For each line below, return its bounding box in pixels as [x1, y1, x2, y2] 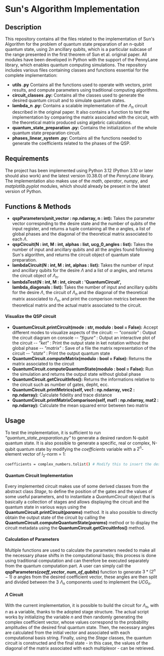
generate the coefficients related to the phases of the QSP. [12, 140, 131, 146]
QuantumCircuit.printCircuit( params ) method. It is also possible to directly [5, 510, 158, 515]
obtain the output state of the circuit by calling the [5, 514, 106, 520]
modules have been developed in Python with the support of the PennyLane [5, 57, 158, 62]
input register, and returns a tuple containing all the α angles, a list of [12, 226, 151, 232]
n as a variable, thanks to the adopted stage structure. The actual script [5, 609, 149, 615]
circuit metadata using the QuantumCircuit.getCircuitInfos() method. [5, 525, 145, 531]
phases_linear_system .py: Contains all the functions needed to [12, 135, 143, 141]
